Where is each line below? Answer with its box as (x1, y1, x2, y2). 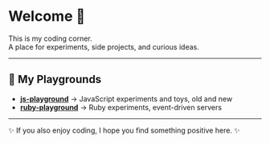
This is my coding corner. (8, 34, 92, 43)
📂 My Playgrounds (8, 73, 102, 86)
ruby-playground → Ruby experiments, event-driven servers (19, 102, 223, 112)
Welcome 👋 (8, 7, 86, 26)
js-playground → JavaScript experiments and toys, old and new (19, 93, 233, 103)
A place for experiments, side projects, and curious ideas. (8, 42, 199, 51)
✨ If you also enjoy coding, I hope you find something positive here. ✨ (8, 125, 240, 135)
